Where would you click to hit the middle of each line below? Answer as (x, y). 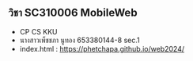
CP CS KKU (38, 31)
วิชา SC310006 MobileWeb (73, 13)
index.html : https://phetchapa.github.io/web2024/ (102, 48)
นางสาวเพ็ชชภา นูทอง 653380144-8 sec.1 (79, 40)
